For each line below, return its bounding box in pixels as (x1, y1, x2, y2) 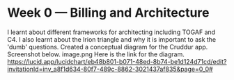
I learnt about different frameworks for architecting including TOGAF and (7, 28, 216, 36)
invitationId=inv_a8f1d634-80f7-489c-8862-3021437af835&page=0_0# (7, 65, 214, 73)
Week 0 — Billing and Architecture (7, 5, 210, 21)
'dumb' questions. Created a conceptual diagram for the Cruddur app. (7, 42, 208, 51)
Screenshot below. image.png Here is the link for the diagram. (7, 50, 185, 58)
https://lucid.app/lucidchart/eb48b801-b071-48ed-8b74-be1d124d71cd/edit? (7, 57, 227, 65)
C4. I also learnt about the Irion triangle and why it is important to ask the (7, 35, 217, 43)
